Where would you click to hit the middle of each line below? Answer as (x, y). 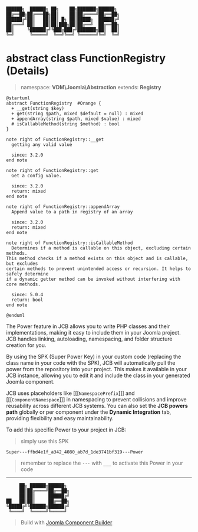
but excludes (22, 264)
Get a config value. (37, 176)
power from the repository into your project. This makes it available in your (97, 369)
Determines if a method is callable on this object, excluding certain (101, 248)
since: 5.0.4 (27, 294)
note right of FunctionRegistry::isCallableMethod (70, 243)
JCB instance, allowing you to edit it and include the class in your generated (98, 375)
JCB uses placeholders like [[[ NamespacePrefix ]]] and (70, 393)
